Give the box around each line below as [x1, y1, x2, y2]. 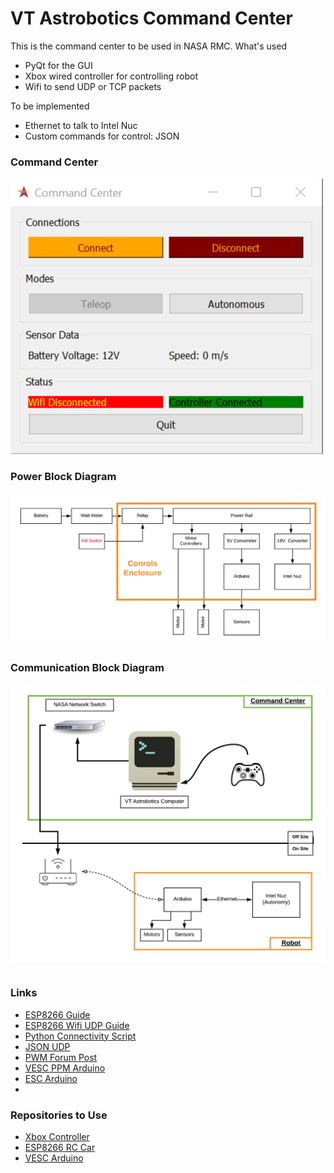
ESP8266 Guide [24, 1008, 91, 1021]
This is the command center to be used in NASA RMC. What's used [10, 40, 287, 52]
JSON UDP [24, 1040, 71, 1052]
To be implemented [10, 100, 90, 112]
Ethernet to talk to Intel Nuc [24, 119, 138, 131]
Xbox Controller [24, 1131, 90, 1142]
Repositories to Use [10, 1108, 108, 1122]
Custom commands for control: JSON [24, 130, 180, 142]
